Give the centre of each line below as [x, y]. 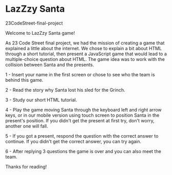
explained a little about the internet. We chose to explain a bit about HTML [84, 48]
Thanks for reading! [26, 166]
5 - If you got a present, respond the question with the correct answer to [82, 136]
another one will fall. [27, 126]
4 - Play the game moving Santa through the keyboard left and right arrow [83, 110]
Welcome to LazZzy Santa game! [40, 33]
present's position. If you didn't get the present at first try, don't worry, [80, 120]
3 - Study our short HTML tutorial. [41, 100]
